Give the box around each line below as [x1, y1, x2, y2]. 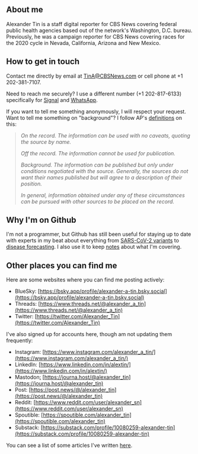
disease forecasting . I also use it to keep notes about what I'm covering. [6, 243, 182, 251]
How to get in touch [6, 56, 80, 67]
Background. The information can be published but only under [20, 161, 174, 168]
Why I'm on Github [6, 215, 76, 225]
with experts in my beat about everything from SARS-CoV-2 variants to [6, 237, 180, 244]
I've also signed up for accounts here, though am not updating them [6, 331, 173, 338]
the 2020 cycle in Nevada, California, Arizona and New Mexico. [6, 39, 161, 46]
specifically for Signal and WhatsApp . [6, 96, 98, 103]
